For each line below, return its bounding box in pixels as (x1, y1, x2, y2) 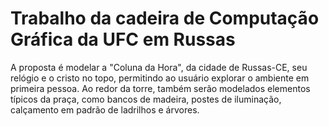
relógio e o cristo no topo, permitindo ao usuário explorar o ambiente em (10, 72, 310, 84)
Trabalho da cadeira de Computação (10, 7, 320, 30)
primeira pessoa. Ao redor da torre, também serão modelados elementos (10, 82, 311, 94)
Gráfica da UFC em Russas (10, 28, 236, 51)
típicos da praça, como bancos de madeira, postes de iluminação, (10, 93, 282, 105)
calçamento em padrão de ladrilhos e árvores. (10, 103, 200, 116)
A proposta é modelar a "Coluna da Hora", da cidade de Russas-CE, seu (10, 61, 308, 73)
